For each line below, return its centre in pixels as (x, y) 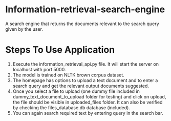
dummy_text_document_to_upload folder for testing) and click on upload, (89, 96)
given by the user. (24, 29)
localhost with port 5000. (39, 69)
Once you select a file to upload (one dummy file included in (76, 91)
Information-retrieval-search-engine (85, 9)
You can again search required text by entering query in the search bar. (88, 113)
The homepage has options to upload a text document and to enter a (85, 80)
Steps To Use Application (60, 50)
